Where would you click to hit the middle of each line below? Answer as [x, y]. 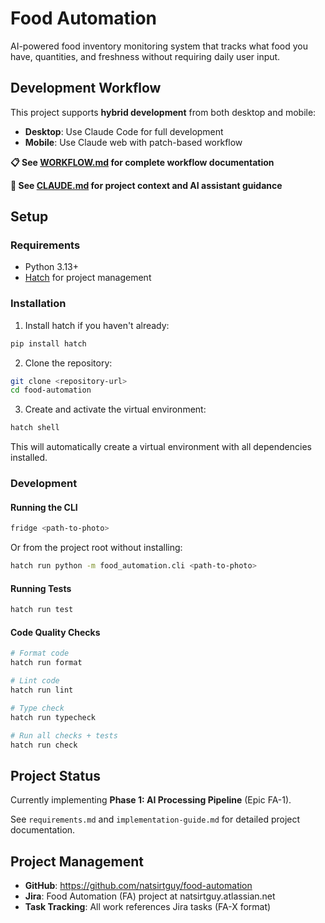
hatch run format [46, 663]
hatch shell [35, 428]
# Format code [40, 653]
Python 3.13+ [52, 267]
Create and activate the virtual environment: [115, 409]
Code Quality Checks [55, 632]
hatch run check [44, 745]
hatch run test [42, 610]
